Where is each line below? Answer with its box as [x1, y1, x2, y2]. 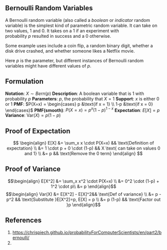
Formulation [5, 77, 44, 86]
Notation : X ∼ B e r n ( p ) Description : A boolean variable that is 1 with [5, 90, 144, 96]
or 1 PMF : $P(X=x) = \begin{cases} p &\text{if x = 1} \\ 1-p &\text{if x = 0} [5, 101, 153, 107]
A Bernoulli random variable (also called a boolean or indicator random [5, 17, 150, 23]
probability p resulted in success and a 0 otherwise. [5, 33, 111, 39]
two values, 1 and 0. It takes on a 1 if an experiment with [5, 27, 119, 34]
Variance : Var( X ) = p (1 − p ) [5, 112, 61, 118]
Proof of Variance [5, 165, 61, 173]
